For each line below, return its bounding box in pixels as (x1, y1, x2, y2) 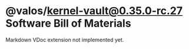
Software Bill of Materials (5, 17, 131, 30)
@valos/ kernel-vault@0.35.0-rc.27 (5, 4, 183, 18)
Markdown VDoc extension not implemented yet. (5, 36, 124, 43)
